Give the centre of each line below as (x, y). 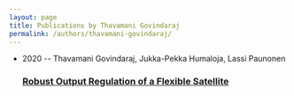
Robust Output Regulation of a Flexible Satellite (125, 82)
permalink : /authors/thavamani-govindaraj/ (91, 33)
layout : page (33, 17)
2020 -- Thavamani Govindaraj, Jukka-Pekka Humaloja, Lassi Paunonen (154, 59)
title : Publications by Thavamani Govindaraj (94, 26)
